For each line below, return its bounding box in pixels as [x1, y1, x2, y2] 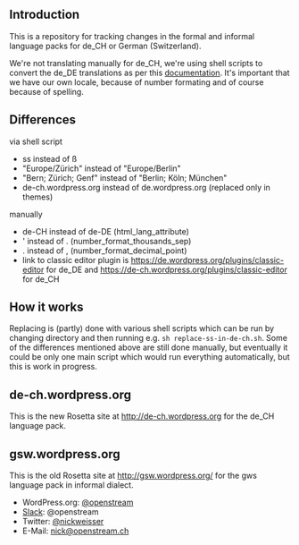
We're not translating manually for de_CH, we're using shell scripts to [9, 57, 263, 68]
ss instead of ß [21, 153, 78, 164]
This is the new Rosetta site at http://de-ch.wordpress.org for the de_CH [9, 411, 275, 422]
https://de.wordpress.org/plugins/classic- [130, 254, 284, 265]
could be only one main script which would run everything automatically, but [9, 352, 290, 362]
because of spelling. [9, 86, 85, 97]
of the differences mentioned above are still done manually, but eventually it [9, 342, 288, 353]
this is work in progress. [9, 362, 98, 372]
